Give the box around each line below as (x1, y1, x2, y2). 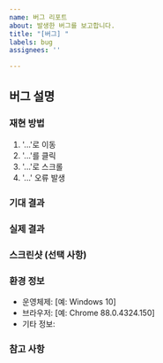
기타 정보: (21, 318, 56, 328)
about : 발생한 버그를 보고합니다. (9, 21, 115, 30)
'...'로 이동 (21, 139, 56, 150)
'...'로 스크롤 (21, 161, 63, 172)
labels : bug (9, 37, 53, 47)
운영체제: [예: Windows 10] (21, 296, 116, 306)
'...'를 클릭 (21, 150, 56, 160)
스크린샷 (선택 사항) (9, 249, 87, 261)
